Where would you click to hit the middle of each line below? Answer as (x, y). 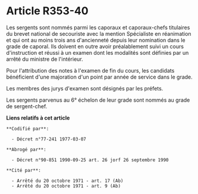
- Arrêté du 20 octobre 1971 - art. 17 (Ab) (67, 181)
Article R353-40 (47, 11)
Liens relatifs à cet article (38, 118)
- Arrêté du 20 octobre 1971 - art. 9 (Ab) (66, 186)
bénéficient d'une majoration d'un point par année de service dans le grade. (100, 77)
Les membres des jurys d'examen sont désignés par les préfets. (85, 88)
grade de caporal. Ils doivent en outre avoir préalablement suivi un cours (95, 46)
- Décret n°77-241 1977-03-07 (49, 139)
